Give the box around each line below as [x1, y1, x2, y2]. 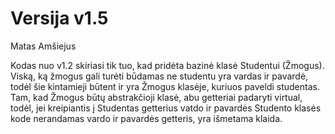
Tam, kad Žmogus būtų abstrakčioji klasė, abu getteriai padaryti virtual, [10, 91, 303, 103]
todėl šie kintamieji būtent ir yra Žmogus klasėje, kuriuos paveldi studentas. [10, 80, 320, 92]
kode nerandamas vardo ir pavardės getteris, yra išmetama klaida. [10, 112, 283, 124]
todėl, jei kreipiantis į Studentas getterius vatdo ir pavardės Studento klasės [10, 102, 322, 114]
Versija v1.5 [10, 7, 109, 30]
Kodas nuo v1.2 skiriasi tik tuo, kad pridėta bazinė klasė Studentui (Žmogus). [10, 59, 325, 71]
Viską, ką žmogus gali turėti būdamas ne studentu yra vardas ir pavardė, [10, 70, 309, 82]
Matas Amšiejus [10, 40, 77, 52]
